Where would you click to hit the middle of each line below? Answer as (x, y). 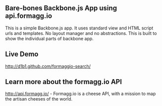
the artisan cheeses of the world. (39, 99)
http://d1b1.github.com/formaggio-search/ (48, 66)
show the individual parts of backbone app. (50, 38)
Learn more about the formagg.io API (64, 82)
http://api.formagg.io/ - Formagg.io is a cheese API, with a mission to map (81, 94)
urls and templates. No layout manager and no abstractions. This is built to (81, 33)
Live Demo (22, 54)
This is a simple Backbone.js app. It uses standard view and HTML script (79, 28)
